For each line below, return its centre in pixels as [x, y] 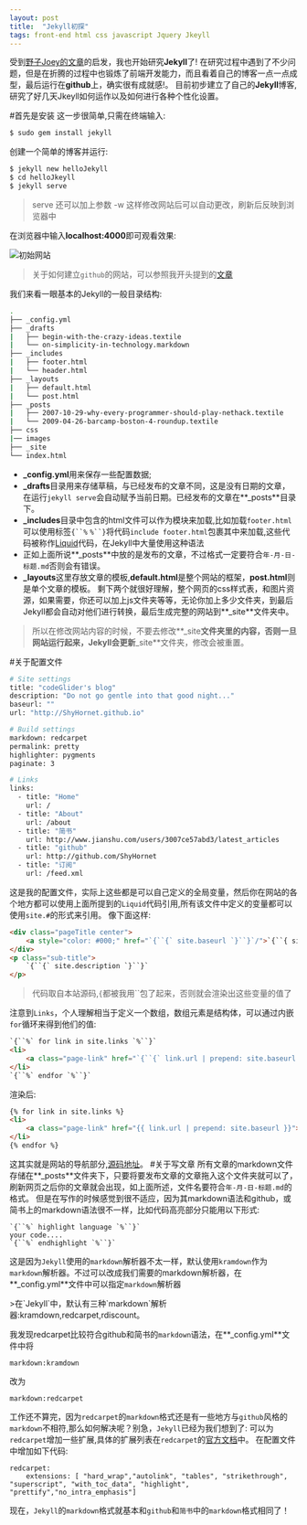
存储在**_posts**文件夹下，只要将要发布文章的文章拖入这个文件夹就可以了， [153, 1175]
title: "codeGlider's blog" [63, 688]
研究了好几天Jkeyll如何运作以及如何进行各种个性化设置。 [116, 96]
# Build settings [42, 730]
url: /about [48, 822]
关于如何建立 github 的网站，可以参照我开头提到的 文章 [132, 274]
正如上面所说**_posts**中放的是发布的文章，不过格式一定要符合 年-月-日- [159, 554]
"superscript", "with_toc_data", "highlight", [100, 1484]
